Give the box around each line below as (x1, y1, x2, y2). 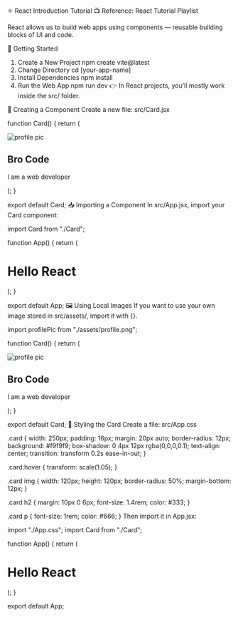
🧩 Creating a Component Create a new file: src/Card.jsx (7, 105, 171, 113)
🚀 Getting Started (7, 44, 58, 53)
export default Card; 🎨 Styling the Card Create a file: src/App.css (7, 420, 197, 428)
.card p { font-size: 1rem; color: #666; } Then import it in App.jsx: (7, 512, 197, 520)
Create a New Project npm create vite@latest (17, 58, 150, 66)
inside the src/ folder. (17, 92, 80, 100)
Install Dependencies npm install (17, 73, 113, 81)
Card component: (7, 210, 59, 219)
